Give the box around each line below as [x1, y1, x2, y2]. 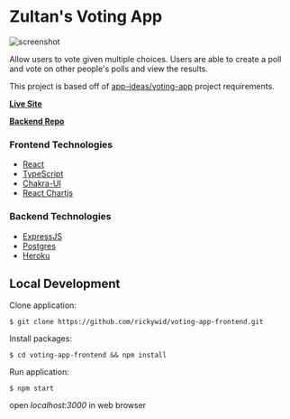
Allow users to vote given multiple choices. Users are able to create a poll [9, 53, 282, 64]
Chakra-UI [22, 178, 61, 189]
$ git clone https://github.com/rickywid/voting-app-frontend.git [9, 318, 264, 327]
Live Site [9, 98, 42, 109]
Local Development [9, 275, 121, 291]
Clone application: [9, 300, 77, 311]
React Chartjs [22, 188, 74, 199]
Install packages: [9, 333, 72, 344]
